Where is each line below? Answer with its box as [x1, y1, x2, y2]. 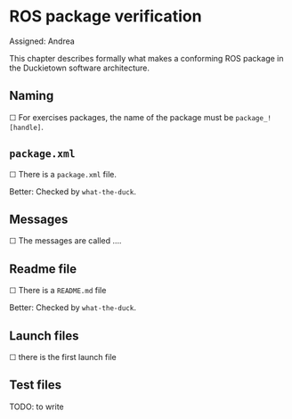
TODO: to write [9, 401, 64, 412]
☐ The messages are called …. [9, 235, 122, 246]
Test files [9, 377, 62, 393]
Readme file [9, 261, 77, 276]
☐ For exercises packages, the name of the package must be [9, 111, 234, 122]
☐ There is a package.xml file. [9, 168, 118, 179]
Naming [9, 88, 54, 103]
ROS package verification [9, 6, 202, 27]
